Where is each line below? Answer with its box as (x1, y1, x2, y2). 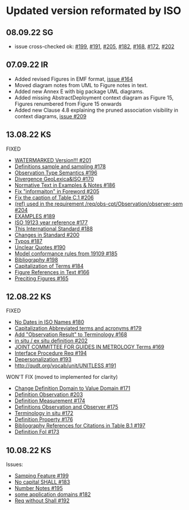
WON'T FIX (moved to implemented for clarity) (6, 374, 118, 381)
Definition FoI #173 (14, 429, 60, 436)
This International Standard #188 (14, 225, 93, 232)
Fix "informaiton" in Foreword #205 (14, 187, 100, 194)
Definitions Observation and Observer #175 (14, 403, 118, 410)
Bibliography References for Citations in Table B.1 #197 (14, 422, 146, 429)
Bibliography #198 (14, 256, 58, 263)
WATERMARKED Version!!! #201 (14, 156, 92, 163)
